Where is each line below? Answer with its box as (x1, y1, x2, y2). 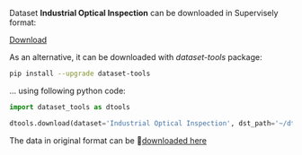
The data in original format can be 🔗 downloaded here (9, 134, 208, 146)
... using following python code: (9, 85, 126, 96)
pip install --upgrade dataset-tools (9, 69, 151, 78)
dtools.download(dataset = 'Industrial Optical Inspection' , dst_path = (9, 118, 276, 128)
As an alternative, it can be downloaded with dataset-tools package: (9, 52, 262, 62)
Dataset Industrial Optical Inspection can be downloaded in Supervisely (9, 8, 279, 18)
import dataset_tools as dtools (9, 102, 130, 111)
